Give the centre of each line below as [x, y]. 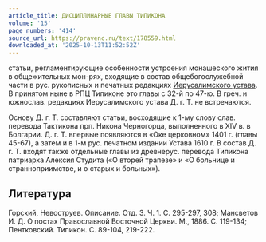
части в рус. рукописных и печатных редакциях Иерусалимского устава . [133, 85]
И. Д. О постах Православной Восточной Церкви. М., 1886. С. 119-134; [127, 221]
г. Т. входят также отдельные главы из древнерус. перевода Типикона [129, 152]
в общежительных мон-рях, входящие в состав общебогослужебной [126, 77]
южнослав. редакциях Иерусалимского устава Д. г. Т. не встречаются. [130, 102]
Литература [40, 194]
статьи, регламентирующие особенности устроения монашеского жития [133, 68]
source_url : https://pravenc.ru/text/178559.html [92, 38]
